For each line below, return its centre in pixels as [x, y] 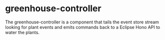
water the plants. [22, 32]
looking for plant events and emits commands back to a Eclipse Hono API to [83, 27]
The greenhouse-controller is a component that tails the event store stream [82, 22]
